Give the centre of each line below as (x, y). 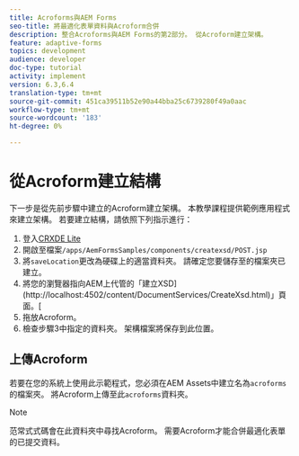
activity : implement (48, 76)
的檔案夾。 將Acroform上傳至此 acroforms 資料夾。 (101, 394)
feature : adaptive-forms (56, 43)
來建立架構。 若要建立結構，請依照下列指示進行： (101, 219)
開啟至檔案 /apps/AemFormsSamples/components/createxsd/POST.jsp (145, 249)
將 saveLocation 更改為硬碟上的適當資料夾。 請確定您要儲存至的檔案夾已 (154, 261)
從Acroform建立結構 (85, 182)
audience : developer (48, 59)
